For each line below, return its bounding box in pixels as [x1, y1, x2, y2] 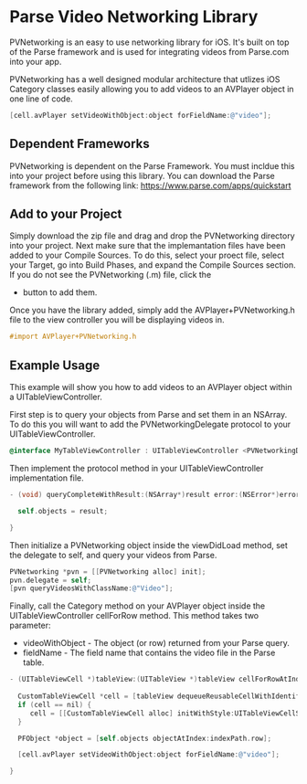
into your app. [9, 56, 62, 67]
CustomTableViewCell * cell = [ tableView [17, 692, 174, 701]
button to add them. [22, 287, 98, 298]
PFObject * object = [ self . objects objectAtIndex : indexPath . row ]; [17, 734, 272, 743]
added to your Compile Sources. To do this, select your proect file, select [9, 249, 285, 261]
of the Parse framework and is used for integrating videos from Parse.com [9, 46, 290, 57]
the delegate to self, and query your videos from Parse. [9, 549, 217, 560]
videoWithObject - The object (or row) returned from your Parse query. [22, 638, 291, 649]
